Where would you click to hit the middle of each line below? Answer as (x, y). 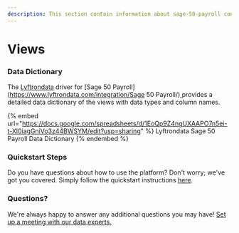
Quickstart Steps (37, 157)
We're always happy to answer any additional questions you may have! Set (117, 214)
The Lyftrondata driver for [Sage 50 (59, 87)
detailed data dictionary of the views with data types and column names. (114, 102)
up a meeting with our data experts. (59, 222)
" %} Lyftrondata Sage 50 (178, 131)
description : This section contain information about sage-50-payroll (114, 14)
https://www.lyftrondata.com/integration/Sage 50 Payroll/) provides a (111, 95)
